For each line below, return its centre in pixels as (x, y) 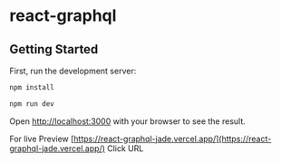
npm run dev (32, 104)
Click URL (126, 148)
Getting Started (54, 49)
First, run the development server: (73, 71)
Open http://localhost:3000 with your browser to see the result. (128, 121)
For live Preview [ (42, 139)
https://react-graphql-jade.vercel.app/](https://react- (173, 139)
